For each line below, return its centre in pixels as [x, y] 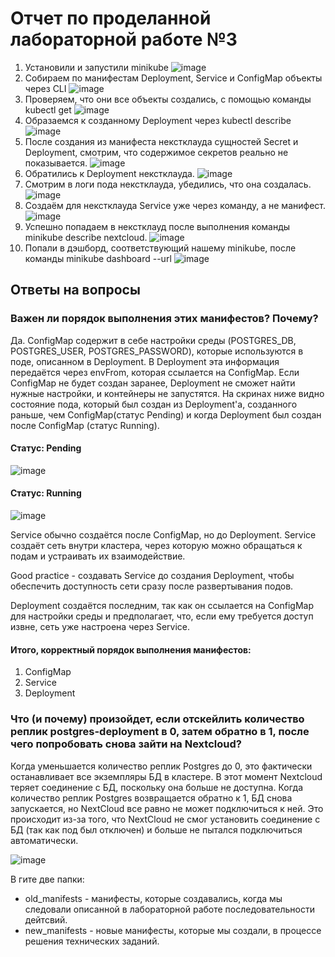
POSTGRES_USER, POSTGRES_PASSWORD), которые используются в [157, 351]
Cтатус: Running [46, 493]
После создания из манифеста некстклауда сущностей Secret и [161, 141]
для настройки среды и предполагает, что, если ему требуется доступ [162, 616]
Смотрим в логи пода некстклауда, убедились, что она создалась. [168, 184]
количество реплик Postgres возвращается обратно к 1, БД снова [151, 798]
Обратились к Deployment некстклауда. [109, 173]
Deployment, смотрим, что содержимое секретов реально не [156, 152]
